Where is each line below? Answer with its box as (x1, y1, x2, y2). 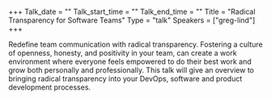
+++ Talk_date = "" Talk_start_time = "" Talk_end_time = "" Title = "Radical (8, 7, 256, 16)
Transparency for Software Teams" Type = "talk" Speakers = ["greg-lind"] (8, 15, 256, 25)
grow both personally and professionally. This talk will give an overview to (8, 65, 255, 75)
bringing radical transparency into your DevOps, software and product (8, 74, 243, 83)
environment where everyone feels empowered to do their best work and (8, 56, 252, 66)
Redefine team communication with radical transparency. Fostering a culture (8, 40, 263, 49)
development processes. (8, 82, 91, 92)
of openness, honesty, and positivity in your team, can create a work (8, 48, 237, 57)
